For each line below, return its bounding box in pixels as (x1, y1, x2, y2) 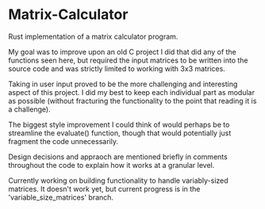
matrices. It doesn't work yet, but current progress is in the (8, 184, 201, 193)
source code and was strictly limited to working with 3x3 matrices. (8, 63, 226, 73)
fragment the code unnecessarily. (8, 136, 119, 146)
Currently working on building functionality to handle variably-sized (8, 176, 229, 185)
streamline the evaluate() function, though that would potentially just (8, 128, 232, 138)
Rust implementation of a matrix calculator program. (8, 32, 179, 41)
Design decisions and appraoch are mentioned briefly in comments (8, 152, 228, 161)
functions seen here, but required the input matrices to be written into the (8, 55, 248, 65)
